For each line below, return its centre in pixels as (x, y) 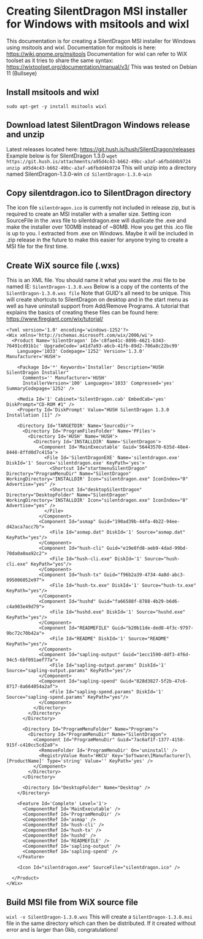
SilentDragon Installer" (38, 373)
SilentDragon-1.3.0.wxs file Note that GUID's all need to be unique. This (98, 293)
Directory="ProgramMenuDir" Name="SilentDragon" (69, 474)
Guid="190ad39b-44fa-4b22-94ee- (139, 522)
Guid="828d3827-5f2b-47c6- (154, 681)
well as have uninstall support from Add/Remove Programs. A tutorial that (98, 306)
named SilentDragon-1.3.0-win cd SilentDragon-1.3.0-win (79, 174)
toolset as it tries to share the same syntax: (60, 60)
